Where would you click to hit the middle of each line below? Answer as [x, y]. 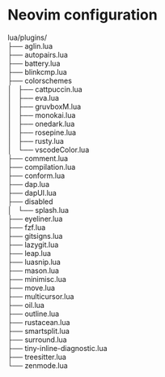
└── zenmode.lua [38, 365]
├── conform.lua [36, 175]
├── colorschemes [40, 80]
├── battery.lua [34, 63]
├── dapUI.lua [32, 193]
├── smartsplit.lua [39, 331]
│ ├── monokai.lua [42, 115]
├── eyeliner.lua [35, 219]
